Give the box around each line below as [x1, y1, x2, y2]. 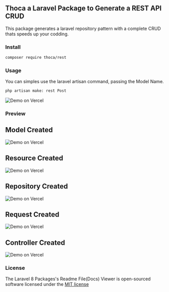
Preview [5, 110, 26, 117]
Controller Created [5, 238, 66, 247]
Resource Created [5, 154, 64, 163]
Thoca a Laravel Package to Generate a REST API [5, 4, 162, 13]
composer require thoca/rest [5, 55, 67, 60]
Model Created [5, 126, 53, 134]
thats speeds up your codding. [5, 30, 69, 37]
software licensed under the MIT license [5, 281, 89, 287]
